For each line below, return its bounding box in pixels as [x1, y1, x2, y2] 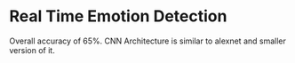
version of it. [9, 44, 55, 55]
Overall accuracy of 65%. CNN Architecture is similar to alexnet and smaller [9, 35, 287, 46]
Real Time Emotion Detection [9, 6, 227, 27]
